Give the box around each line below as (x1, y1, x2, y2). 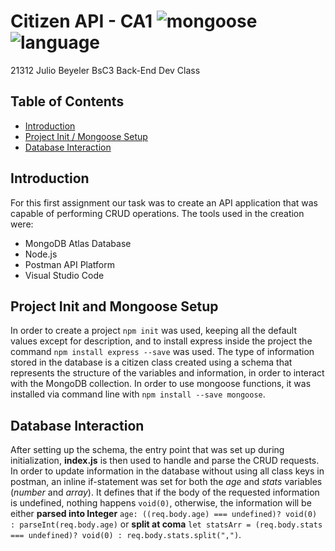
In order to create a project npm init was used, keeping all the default (10, 325, 297, 337)
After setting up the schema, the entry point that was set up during (10, 444, 285, 456)
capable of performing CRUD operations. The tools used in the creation (10, 207, 305, 219)
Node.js (24, 248, 58, 260)
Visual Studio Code (24, 269, 105, 281)
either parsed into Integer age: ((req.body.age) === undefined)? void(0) (10, 508, 318, 520)
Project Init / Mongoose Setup (24, 130, 148, 142)
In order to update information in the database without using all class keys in (10, 465, 325, 477)
